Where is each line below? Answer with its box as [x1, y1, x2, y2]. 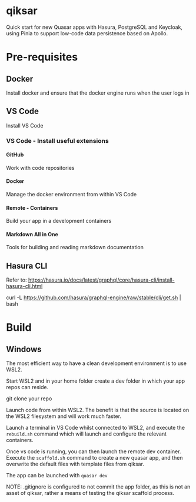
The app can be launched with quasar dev [6, 472, 108, 479]
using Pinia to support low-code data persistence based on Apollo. [6, 29, 168, 36]
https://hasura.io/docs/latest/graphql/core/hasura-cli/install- [28, 276, 175, 283]
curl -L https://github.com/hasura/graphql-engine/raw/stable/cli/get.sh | [6, 294, 181, 301]
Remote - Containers [6, 204, 58, 211]
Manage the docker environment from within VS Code [6, 191, 137, 198]
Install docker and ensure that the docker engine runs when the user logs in [6, 89, 190, 96]
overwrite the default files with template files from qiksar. [6, 460, 144, 468]
